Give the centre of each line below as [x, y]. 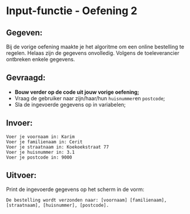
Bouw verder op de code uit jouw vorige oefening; [77, 92]
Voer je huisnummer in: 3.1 [41, 152]
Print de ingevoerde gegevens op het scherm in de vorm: [75, 189]
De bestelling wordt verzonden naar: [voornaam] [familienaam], [86, 200]
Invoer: [19, 123]
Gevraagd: [26, 78]
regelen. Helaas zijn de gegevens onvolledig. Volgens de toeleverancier [93, 53]
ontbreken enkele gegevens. [41, 59]
